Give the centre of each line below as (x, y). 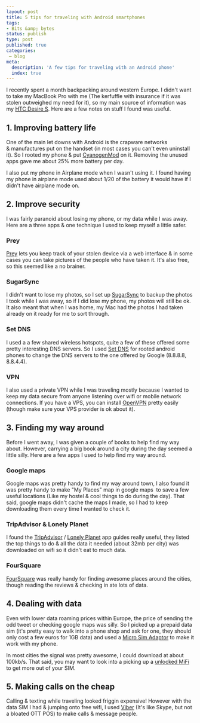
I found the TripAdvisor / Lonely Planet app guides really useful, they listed (98, 537)
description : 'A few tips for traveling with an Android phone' (93, 67)
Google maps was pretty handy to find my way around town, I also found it (98, 483)
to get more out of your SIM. (41, 668)
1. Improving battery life (51, 128)
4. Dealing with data (44, 604)
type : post (20, 39)
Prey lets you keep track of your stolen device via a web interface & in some (99, 254)
